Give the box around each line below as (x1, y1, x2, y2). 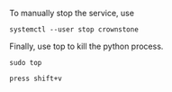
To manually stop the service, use (9, 8, 135, 18)
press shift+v (9, 74, 63, 83)
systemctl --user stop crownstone (9, 25, 140, 34)
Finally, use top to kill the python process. (9, 41, 164, 51)
